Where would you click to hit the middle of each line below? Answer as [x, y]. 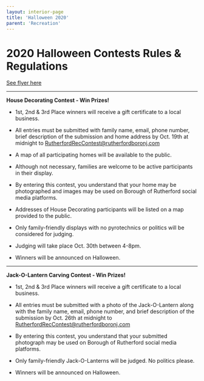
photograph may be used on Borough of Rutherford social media [96, 343]
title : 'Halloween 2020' [38, 18]
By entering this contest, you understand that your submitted [91, 336]
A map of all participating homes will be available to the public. [93, 155]
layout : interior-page [35, 12]
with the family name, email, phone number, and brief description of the [105, 312]
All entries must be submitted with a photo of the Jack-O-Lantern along [104, 305]
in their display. [34, 173]
